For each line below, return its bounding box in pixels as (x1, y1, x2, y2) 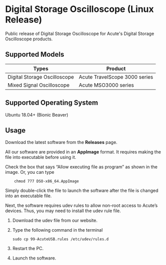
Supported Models (5, 50, 64, 59)
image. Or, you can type (5, 169, 55, 175)
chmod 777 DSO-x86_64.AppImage (14, 179, 79, 184)
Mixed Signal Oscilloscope (7, 81, 70, 88)
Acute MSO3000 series (79, 81, 135, 88)
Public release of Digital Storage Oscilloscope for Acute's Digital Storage (5, 30, 155, 36)
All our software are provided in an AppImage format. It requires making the (5, 149, 161, 155)
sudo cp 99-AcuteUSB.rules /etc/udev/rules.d (12, 237, 109, 242)
